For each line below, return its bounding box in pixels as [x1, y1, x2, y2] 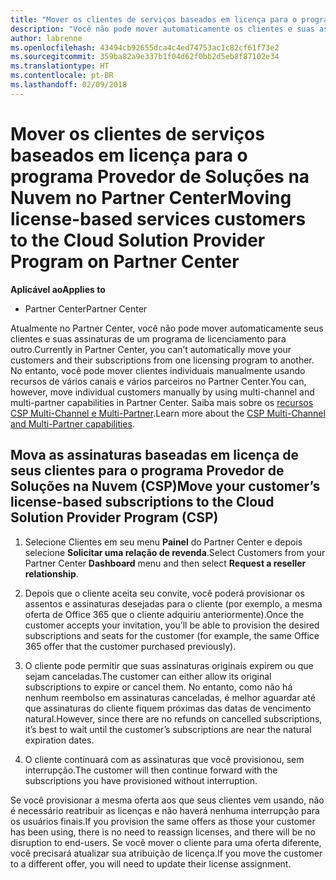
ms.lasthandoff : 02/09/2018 [10, 80, 128, 90]
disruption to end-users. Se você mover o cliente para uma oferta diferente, [10, 836, 322, 848]
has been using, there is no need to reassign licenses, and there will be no [10, 826, 316, 838]
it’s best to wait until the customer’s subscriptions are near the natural [24, 723, 312, 735]
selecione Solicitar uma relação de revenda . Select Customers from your [24, 546, 326, 558]
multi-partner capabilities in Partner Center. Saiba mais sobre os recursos [10, 396, 314, 408]
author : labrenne [10, 33, 83, 43]
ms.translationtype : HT [10, 61, 110, 71]
